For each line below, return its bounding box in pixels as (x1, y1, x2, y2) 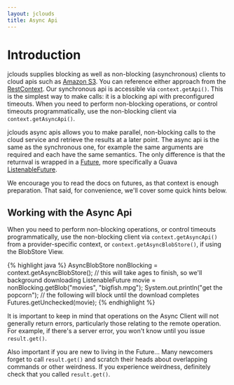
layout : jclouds (7, 10, 55, 17)
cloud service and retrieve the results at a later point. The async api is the (7, 136, 219, 144)
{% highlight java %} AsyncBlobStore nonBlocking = (7, 261, 158, 269)
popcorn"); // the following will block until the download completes (7, 291, 200, 300)
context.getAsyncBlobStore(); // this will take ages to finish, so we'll (7, 269, 202, 277)
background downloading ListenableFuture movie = (7, 276, 156, 284)
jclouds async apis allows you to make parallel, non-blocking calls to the (7, 128, 216, 136)
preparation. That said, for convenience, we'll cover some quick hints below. (7, 186, 228, 195)
